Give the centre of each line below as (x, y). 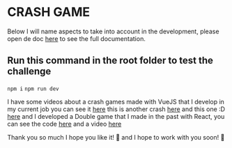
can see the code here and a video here (64, 124)
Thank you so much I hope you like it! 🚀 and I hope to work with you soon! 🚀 (116, 137)
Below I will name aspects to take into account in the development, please (113, 31)
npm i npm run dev (33, 89)
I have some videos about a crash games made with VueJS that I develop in (116, 101)
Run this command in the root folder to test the (110, 61)
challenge (29, 71)
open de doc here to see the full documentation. (77, 38)
